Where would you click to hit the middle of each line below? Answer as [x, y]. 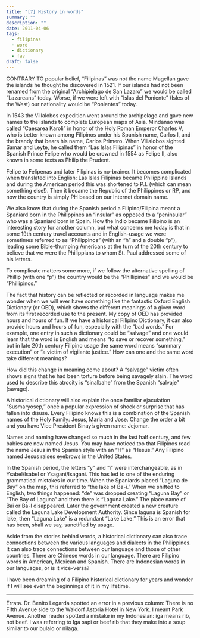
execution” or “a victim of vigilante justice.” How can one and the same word [100, 352]
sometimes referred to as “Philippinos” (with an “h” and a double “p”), [92, 240]
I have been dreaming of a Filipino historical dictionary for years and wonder [100, 580]
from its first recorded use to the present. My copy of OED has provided [94, 314]
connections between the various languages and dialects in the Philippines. [99, 543]
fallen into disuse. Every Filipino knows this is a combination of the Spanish [98, 413]
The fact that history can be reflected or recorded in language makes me [95, 295]
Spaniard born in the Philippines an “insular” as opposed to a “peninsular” [97, 215]
